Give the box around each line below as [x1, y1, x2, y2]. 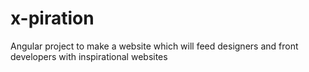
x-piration [10, 7, 95, 30]
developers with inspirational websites [10, 50, 168, 62]
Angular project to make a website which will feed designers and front [10, 40, 299, 52]
